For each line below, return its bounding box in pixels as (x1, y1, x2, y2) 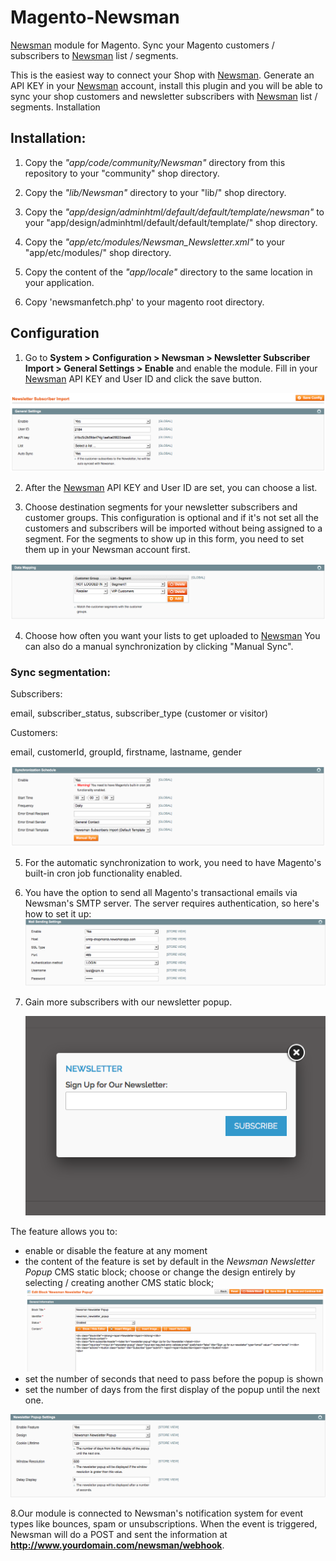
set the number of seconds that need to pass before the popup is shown (24, 1373, 324, 1385)
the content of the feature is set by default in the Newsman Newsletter (24, 1255, 315, 1267)
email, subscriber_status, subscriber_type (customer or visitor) (10, 707, 269, 720)
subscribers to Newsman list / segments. (10, 49, 179, 61)
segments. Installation (10, 101, 101, 113)
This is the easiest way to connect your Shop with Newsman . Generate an (10, 69, 315, 81)
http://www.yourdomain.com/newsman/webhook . (10, 1539, 225, 1551)
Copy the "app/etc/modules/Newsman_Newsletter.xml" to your (24, 236, 286, 248)
